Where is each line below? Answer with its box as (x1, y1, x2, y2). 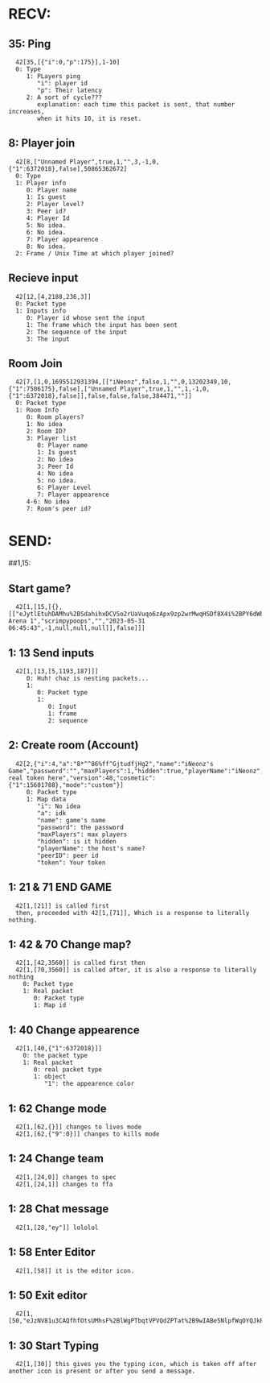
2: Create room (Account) (8, 739, 139, 752)
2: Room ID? (26, 428, 67, 436)
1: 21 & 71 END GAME (8, 880, 112, 894)
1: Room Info (15, 406, 59, 415)
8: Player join (8, 136, 76, 150)
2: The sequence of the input (26, 328, 128, 336)
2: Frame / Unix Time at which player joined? (15, 249, 174, 258)
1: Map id (33, 1001, 67, 1009)
